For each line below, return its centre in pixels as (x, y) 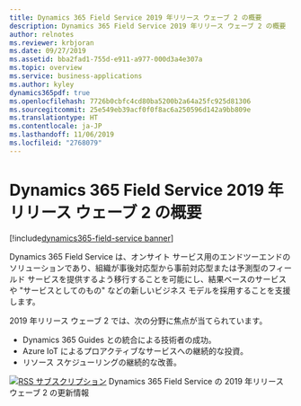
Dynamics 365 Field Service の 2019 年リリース (196, 381)
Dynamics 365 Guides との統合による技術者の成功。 (120, 340)
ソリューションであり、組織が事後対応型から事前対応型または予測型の (139, 268)
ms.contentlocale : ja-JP (56, 127)
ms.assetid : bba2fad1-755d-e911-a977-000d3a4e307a (106, 59)
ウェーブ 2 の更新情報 (49, 393)
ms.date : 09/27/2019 (48, 51)
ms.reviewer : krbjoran (52, 43)
